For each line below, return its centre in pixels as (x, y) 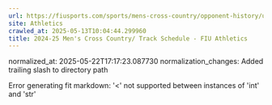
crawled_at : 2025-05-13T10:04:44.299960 (78, 31)
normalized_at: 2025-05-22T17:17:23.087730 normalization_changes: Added (136, 61)
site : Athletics (36, 23)
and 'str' (22, 94)
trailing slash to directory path (58, 70)
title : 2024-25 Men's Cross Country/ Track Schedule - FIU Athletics (128, 38)
